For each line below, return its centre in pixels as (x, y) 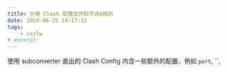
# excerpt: (23, 40)
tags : (15, 27)
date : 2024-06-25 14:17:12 (47, 20)
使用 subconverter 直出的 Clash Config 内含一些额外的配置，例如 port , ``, (114, 61)
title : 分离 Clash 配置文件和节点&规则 (60, 14)
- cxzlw (31, 34)
